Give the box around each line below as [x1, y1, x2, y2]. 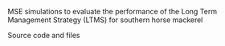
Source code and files [7, 31, 81, 40]
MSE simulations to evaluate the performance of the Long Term [7, 7, 218, 16]
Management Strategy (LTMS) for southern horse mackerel [7, 15, 203, 25]
